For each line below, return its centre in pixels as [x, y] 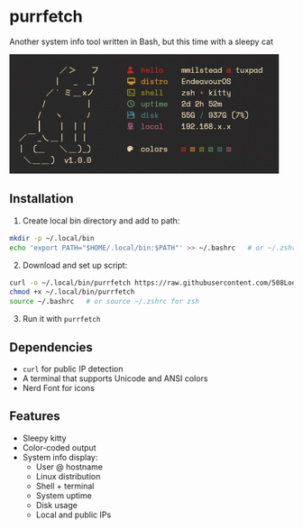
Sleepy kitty [44, 438]
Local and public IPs [73, 515]
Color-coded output [59, 447]
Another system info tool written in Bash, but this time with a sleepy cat [141, 41]
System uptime [64, 495]
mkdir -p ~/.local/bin [52, 238]
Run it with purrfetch [61, 319]
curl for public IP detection [73, 369]
